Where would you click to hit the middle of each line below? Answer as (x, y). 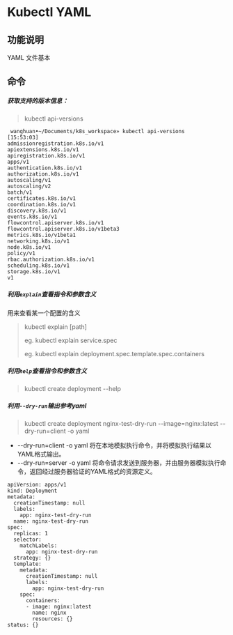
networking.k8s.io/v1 (39, 241)
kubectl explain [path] (55, 327)
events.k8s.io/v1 (32, 217)
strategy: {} (32, 558)
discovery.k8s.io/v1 (37, 211)
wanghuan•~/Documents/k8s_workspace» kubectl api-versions (98, 132)
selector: (27, 540)
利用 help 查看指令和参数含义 (47, 371)
